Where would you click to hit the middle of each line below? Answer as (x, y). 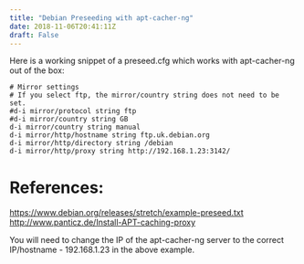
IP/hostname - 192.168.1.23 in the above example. (102, 250)
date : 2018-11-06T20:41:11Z (63, 26)
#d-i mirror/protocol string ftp (73, 111)
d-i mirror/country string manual (75, 127)
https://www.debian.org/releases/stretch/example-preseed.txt (126, 213)
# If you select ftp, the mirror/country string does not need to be (145, 95)
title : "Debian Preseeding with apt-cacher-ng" (102, 18)
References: (57, 187)
